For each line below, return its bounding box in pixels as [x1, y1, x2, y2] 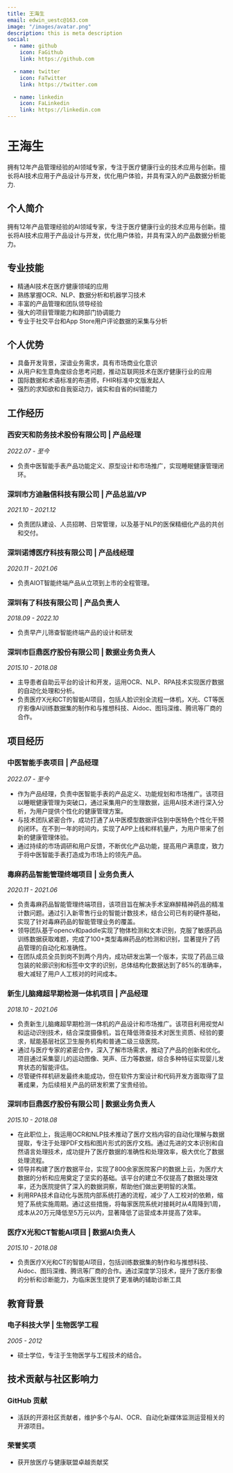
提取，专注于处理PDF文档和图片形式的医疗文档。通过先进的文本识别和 [17, 1138, 218, 1147]
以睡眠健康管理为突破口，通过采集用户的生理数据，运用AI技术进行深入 [17, 798, 218, 806]
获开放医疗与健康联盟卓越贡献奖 [17, 1458, 109, 1466]
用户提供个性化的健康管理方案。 [35, 806, 127, 815]
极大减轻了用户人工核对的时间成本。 [17, 970, 121, 978]
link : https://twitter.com [19, 81, 98, 88]
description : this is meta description [7, 29, 123, 37]
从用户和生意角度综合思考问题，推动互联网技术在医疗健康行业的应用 [17, 367, 212, 376]
